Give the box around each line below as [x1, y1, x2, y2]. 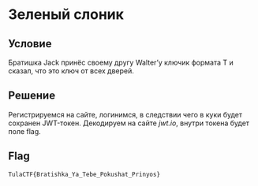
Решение [8, 89, 56, 102]
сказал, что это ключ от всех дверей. [8, 66, 134, 76]
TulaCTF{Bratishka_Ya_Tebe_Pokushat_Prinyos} [8, 170, 160, 178]
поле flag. [8, 126, 41, 136]
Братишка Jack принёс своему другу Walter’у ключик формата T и [8, 58, 234, 67]
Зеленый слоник [8, 6, 125, 24]
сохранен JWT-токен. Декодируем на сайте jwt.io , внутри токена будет [8, 118, 250, 128]
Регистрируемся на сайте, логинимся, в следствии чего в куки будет [8, 110, 243, 119]
